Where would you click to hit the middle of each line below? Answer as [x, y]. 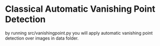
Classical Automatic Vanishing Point [80, 9]
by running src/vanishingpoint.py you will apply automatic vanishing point [79, 33]
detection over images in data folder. [42, 38]
